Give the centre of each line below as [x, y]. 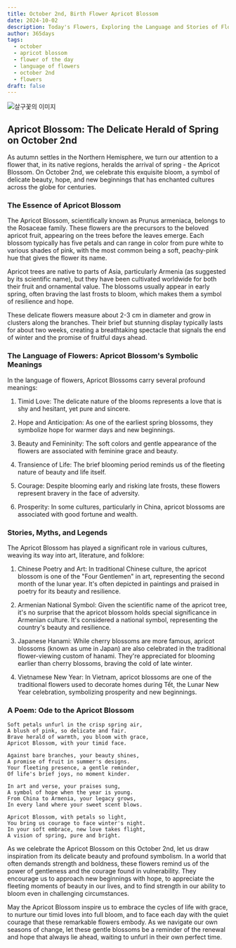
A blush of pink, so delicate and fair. [67, 731]
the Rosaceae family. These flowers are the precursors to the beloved [108, 228]
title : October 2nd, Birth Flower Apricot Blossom [83, 14]
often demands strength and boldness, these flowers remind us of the [108, 864]
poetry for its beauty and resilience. [69, 591]
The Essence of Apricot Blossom [64, 205]
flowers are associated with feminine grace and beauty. [98, 450]
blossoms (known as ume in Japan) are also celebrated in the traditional [122, 648]
